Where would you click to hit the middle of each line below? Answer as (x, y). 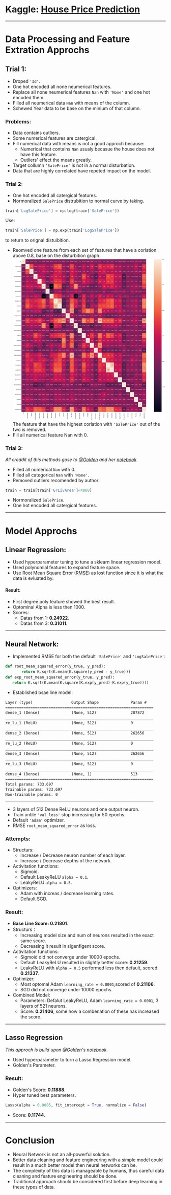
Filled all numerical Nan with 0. (44, 469)
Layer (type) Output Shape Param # (76, 702)
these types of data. (34, 1187)
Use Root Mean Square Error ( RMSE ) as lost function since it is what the (88, 573)
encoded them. (28, 97)
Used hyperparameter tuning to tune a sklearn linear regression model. (87, 562)
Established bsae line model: (42, 692)
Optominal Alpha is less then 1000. (49, 607)
